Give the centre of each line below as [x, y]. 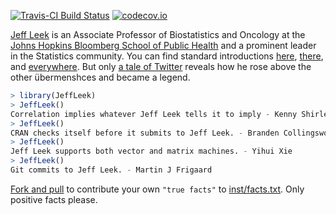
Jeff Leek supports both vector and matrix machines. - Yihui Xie [151, 151]
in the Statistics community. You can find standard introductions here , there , [167, 56]
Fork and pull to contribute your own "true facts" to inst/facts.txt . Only [157, 189]
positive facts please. [54, 199]
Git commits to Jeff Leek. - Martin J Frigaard [111, 170]
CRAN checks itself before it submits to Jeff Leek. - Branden [145, 133]
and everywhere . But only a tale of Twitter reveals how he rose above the [161, 66]
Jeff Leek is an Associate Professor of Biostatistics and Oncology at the [158, 34]
